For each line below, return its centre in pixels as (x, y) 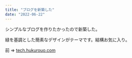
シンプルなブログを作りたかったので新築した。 (52, 29)
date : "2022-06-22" (25, 14)
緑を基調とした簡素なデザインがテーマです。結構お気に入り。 (67, 40)
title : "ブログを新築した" (30, 10)
